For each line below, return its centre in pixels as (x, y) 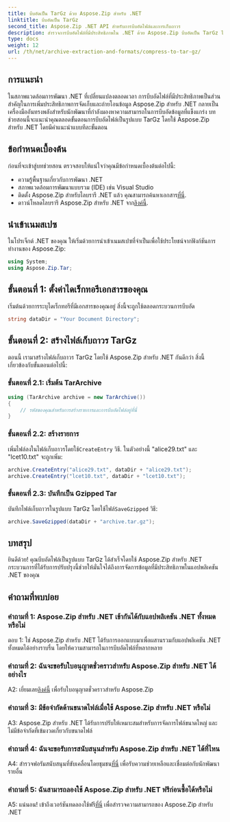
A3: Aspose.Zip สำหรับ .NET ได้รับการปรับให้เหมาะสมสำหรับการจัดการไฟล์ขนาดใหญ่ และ (113, 722)
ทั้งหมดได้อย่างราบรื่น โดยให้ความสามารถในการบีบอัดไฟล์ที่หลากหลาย (85, 648)
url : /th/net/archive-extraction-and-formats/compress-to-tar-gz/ (104, 52)
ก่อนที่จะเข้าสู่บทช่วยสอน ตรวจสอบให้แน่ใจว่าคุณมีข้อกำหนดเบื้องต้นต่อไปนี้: (92, 165)
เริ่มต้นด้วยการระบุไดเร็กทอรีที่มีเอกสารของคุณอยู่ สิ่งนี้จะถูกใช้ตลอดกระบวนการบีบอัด (101, 306)
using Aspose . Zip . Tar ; (40, 269)
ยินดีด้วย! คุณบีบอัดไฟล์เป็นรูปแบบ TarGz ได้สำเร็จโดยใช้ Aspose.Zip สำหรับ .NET (105, 560)
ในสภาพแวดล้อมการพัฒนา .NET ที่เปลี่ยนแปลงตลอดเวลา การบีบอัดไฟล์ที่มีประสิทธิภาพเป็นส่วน (114, 96)
